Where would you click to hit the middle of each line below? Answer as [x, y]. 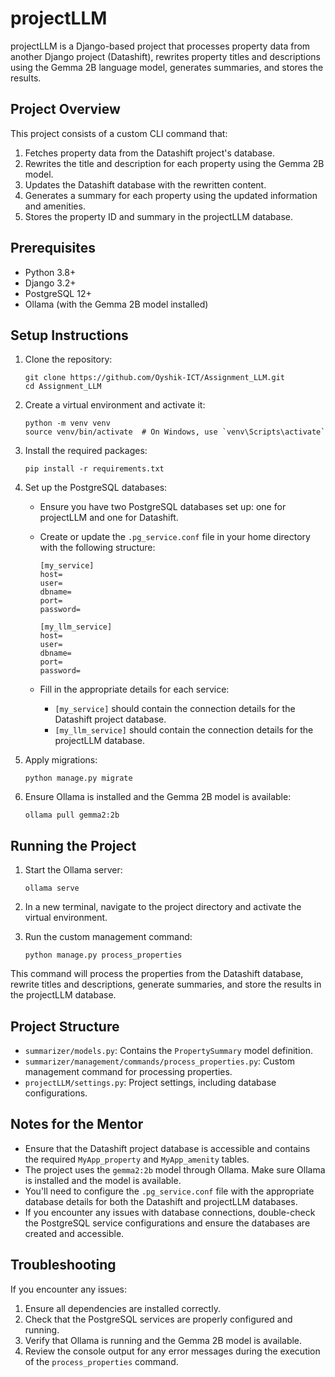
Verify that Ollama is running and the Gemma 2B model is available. [163, 1340]
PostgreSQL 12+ [58, 293]
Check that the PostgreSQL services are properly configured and [158, 1319]
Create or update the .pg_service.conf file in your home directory [175, 537]
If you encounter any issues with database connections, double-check [170, 1212]
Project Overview [65, 109]
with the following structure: [97, 548]
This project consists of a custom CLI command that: [119, 133]
